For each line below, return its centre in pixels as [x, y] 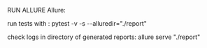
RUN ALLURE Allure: [37, 10]
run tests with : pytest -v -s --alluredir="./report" [77, 23]
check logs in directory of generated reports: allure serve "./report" [104, 37]
